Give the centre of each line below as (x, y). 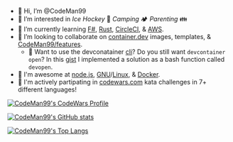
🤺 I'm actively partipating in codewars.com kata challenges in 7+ (112, 82)
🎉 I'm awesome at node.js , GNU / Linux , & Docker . (89, 74)
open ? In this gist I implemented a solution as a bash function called (126, 59)
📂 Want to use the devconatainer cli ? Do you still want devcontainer (127, 52)
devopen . (40, 67)
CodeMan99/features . (50, 44)
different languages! (47, 89)
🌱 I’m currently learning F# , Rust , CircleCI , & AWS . (91, 29)
